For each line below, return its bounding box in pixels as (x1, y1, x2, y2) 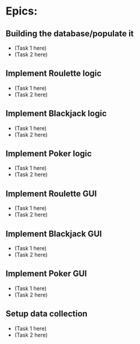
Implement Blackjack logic (5, 108, 107, 119)
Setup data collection (5, 309, 88, 319)
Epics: (5, 4, 37, 18)
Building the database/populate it (5, 28, 134, 39)
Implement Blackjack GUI (5, 228, 102, 239)
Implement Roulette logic (5, 68, 102, 79)
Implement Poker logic (5, 148, 92, 159)
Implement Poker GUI (5, 268, 87, 279)
